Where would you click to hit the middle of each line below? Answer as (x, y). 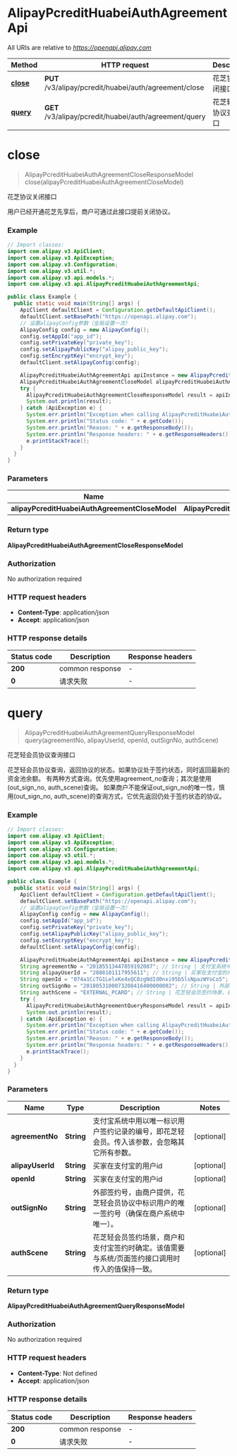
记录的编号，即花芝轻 (149, 1132)
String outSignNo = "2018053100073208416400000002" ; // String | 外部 (125, 986)
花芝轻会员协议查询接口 (41, 754)
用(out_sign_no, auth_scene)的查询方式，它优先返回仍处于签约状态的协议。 (116, 796)
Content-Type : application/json (63, 612)
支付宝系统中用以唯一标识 (135, 1121)
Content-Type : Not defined (57, 1373)
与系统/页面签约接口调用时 (136, 1258)
